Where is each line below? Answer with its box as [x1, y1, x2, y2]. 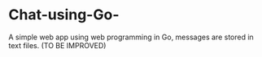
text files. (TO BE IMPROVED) [8, 40, 107, 50]
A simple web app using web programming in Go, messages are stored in [8, 32, 254, 42]
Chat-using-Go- [8, 6, 120, 24]
